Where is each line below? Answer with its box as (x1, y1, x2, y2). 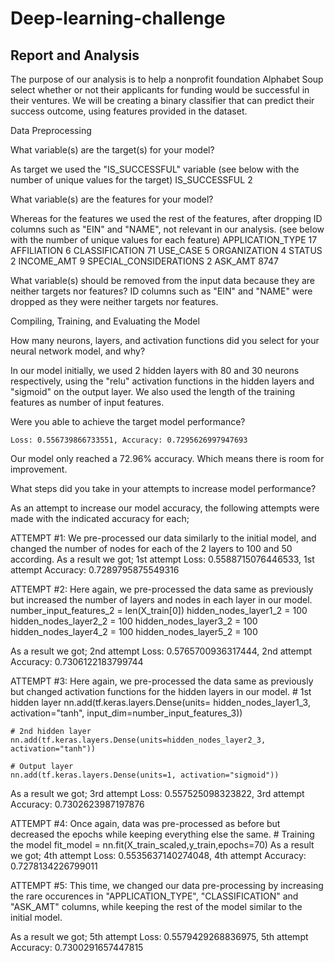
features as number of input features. (10, 397, 165, 408)
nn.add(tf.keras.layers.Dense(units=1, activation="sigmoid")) (10, 770, 280, 780)
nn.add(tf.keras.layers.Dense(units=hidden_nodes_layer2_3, (10, 735, 267, 745)
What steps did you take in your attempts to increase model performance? (10, 483, 317, 494)
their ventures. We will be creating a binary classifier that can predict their (10, 95, 315, 106)
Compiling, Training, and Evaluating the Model (10, 315, 200, 327)
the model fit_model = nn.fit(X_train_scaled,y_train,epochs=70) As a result (10, 839, 315, 851)
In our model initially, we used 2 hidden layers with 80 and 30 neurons (10, 365, 300, 376)
